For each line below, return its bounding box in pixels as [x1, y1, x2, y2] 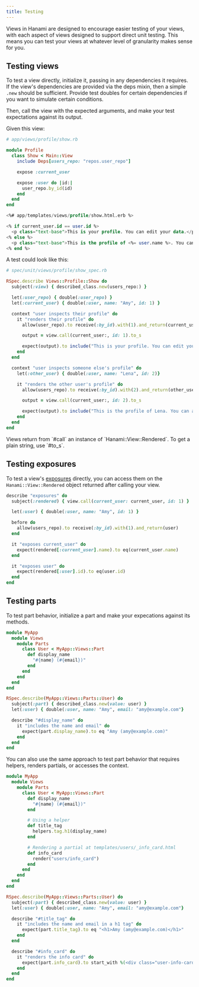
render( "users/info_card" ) [32, 856, 99, 862]
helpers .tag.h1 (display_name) [32, 828, 108, 834]
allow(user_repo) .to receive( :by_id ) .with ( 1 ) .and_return [21, 322, 166, 328]
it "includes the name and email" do [17, 723, 110, 729]
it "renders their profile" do [17, 316, 94, 322]
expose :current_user [17, 169, 70, 175]
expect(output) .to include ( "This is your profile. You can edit [21, 343, 184, 349]
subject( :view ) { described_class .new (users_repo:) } [11, 284, 147, 290]
